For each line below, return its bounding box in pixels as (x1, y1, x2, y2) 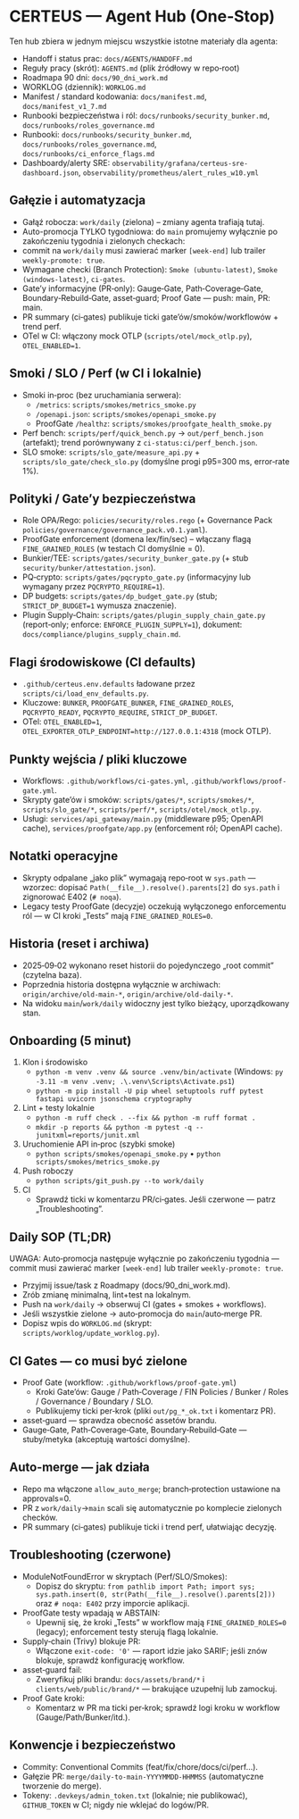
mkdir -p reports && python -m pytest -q (35, 1123, 192, 1132)
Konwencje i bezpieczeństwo (9, 1738, 176, 1753)
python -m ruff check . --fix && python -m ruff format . (35, 1114, 256, 1122)
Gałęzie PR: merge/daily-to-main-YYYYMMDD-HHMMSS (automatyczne (21, 1771, 264, 1781)
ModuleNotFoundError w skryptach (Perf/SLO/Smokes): (21, 1571, 228, 1581)
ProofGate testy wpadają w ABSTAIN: (21, 1607, 161, 1618)
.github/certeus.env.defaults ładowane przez (21, 679, 195, 689)
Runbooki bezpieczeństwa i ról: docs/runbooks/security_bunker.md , (21, 110, 270, 121)
